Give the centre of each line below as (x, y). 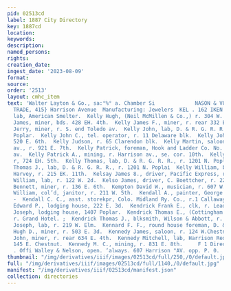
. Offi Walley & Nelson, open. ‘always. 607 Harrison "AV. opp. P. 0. (117, 251)
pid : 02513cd (26, 13)
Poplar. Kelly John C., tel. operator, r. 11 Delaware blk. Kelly (113, 135)
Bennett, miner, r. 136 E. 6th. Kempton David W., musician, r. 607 (115, 187)
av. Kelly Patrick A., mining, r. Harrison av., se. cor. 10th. (109, 155)
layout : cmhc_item (33, 97)
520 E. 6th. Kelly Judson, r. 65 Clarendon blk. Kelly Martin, (109, 142)
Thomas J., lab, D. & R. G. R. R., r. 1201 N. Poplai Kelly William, (117, 167)
